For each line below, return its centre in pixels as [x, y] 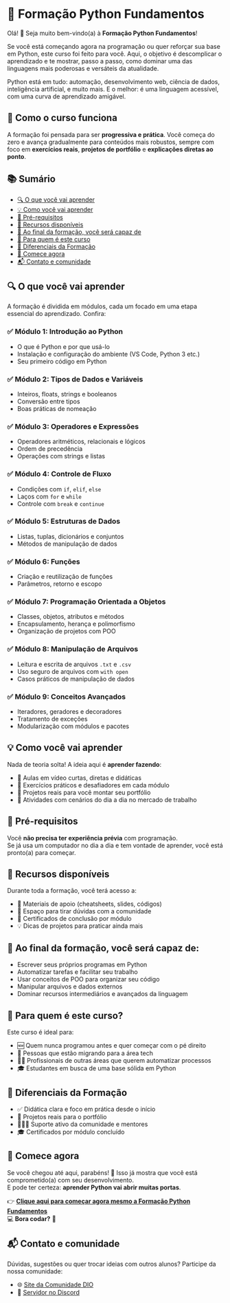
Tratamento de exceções [52, 719]
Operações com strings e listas [61, 456]
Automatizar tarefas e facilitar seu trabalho [78, 972]
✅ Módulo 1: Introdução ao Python [65, 332]
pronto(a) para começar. [42, 852]
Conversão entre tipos [48, 401]
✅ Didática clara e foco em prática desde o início [86, 1109]
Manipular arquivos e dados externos [70, 986]
